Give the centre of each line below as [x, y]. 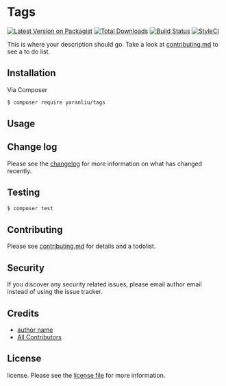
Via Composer [27, 89]
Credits [23, 313]
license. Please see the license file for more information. [86, 375]
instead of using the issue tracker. [55, 292]
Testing [24, 193]
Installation [32, 73]
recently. [20, 171]
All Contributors [39, 337]
